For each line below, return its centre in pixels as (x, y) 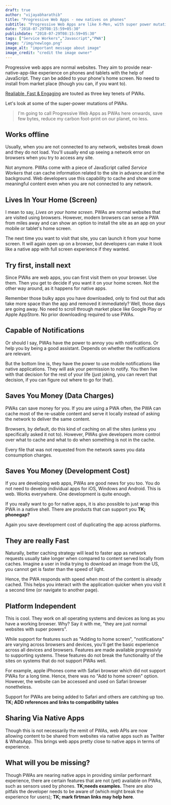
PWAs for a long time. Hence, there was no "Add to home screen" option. (82, 676)
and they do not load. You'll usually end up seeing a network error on (78, 152)
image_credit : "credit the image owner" (49, 53)
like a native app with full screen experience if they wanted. (67, 249)
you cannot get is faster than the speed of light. (55, 569)
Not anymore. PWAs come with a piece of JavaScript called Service (76, 168)
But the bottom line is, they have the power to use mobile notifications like (83, 363)
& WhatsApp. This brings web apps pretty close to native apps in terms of (83, 741)
